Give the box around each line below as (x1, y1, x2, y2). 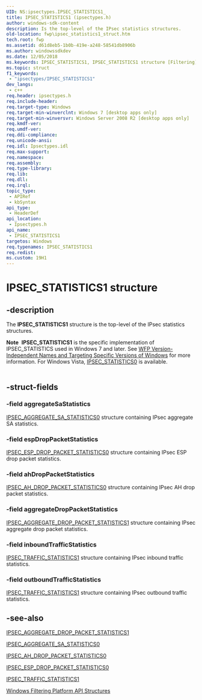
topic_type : (6, 188, 36, 194)
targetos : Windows (6, 238, 52, 244)
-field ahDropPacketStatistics (6, 470, 95, 479)
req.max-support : (6, 149, 50, 155)
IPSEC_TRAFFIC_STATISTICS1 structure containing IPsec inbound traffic (6, 554, 184, 561)
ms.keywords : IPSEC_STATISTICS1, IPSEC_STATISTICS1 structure (6, 59, 165, 65)
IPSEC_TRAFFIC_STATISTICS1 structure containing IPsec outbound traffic (6, 589, 188, 596)
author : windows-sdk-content (6, 20, 79, 26)
